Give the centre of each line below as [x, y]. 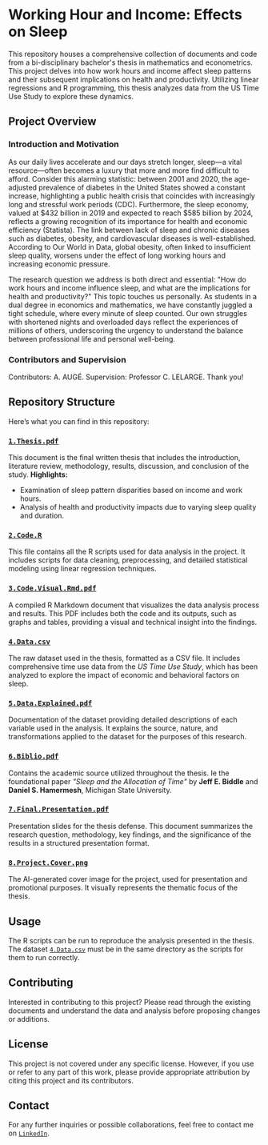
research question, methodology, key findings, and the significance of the [130, 835]
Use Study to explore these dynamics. [71, 96]
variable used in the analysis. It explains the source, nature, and [113, 728]
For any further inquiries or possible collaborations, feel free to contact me [131, 1125]
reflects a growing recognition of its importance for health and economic [128, 221]
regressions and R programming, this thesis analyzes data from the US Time [134, 88]
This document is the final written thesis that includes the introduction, [124, 458]
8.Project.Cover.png [48, 863]
